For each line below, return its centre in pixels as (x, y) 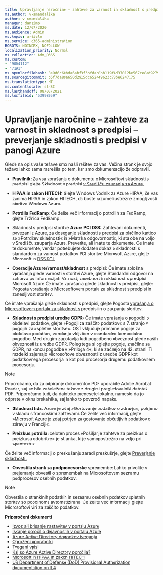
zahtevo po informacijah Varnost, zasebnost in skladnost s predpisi (79, 278)
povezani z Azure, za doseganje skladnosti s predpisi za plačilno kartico (84, 233)
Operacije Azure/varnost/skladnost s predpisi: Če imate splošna (77, 268)
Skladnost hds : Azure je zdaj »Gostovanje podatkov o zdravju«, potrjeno (85, 408)
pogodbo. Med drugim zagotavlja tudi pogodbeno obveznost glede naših (85, 339)
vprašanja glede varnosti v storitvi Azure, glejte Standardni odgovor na (83, 274)
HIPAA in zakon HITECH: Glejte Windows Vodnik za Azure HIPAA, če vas (85, 193)
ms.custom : (16, 59)
